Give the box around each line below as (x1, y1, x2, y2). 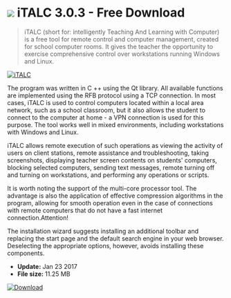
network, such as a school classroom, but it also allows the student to (7, 106, 206, 114)
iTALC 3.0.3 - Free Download (17, 5, 185, 21)
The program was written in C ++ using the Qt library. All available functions (7, 84, 223, 92)
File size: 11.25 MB (17, 270, 71, 278)
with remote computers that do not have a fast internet (7, 206, 163, 214)
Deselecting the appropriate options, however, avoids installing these (7, 241, 204, 250)
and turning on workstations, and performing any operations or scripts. (7, 171, 210, 179)
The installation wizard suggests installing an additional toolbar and (7, 227, 199, 235)
